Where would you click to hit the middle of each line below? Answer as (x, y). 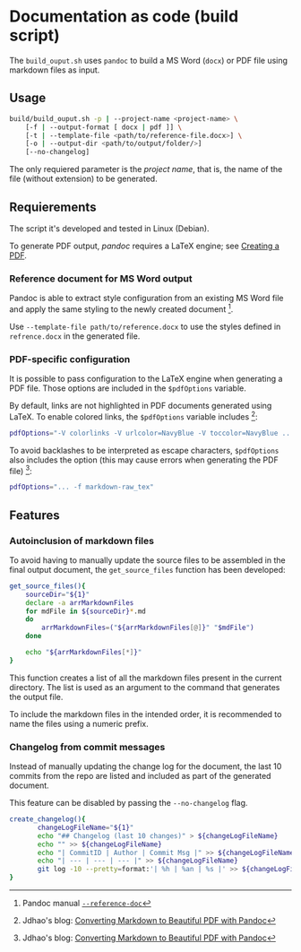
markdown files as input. (55, 70)
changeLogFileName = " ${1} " (86, 827)
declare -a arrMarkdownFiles (80, 602)
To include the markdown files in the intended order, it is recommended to (146, 714)
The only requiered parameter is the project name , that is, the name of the (146, 169)
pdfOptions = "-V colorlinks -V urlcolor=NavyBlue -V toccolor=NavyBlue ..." (154, 433)
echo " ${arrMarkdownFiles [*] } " (84, 653)
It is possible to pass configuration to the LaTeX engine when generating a (146, 379)
